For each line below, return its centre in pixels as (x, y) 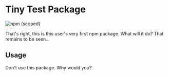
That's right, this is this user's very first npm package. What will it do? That (85, 33)
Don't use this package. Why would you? (49, 67)
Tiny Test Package (45, 9)
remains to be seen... (27, 39)
